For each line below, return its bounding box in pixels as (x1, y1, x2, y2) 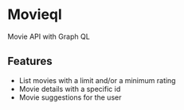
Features (7, 55, 53, 68)
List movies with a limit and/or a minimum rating (18, 75, 176, 85)
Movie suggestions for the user (18, 93, 122, 102)
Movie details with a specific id (18, 84, 121, 93)
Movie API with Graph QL (7, 32, 91, 41)
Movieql (7, 6, 63, 24)
